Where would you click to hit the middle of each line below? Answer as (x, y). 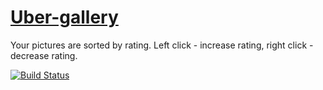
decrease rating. (44, 55)
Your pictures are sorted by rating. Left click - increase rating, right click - (162, 45)
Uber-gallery (64, 17)
